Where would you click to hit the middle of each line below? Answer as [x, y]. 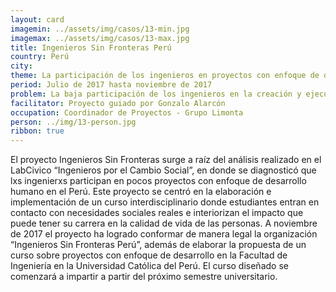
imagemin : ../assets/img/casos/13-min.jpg [100, 29]
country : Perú [40, 57]
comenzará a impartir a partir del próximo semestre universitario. [144, 277]
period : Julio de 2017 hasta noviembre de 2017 [111, 85]
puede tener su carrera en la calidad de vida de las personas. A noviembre [164, 223]
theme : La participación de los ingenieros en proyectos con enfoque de [165, 76]
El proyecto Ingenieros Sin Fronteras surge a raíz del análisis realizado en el [166, 160]
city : [21, 66]
